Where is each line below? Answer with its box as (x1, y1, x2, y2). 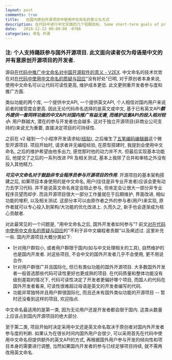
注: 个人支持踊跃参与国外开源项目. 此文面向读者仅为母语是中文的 (5, 49, 163, 56)
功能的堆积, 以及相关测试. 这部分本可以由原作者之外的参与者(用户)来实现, (5, 198, 158, 204)
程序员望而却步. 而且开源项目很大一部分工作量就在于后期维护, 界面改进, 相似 (5, 191, 165, 197)
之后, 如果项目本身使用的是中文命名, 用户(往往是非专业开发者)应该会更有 (9, 178, 162, 184)
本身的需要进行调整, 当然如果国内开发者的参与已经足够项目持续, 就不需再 (9, 343, 162, 349)
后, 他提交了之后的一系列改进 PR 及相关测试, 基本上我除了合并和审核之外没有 (5, 155, 166, 161)
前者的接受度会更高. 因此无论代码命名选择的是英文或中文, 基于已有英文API (5, 106, 161, 112)
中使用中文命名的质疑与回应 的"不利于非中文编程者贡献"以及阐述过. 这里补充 (5, 228, 164, 234)
